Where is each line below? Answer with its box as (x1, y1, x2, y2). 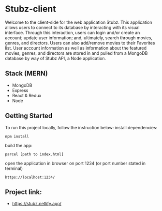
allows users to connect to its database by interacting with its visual (5, 24, 140, 30)
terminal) (5, 166, 23, 171)
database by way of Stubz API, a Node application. (5, 55, 106, 61)
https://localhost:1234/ (5, 175, 55, 180)
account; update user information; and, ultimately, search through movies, (5, 35, 152, 41)
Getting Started (5, 112, 53, 120)
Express (12, 87, 29, 93)
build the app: (5, 142, 33, 148)
